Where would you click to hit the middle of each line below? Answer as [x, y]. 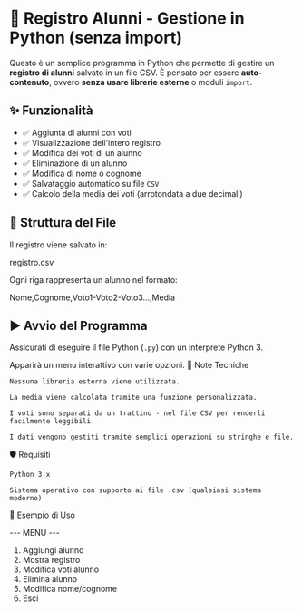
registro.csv [32, 262]
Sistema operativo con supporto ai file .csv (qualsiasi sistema [135, 490]
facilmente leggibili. [52, 422]
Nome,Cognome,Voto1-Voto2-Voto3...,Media [92, 297]
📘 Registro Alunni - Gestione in [127, 19]
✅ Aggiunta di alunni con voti [77, 132]
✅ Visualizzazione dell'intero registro [92, 142]
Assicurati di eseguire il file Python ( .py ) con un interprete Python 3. [136, 347]
